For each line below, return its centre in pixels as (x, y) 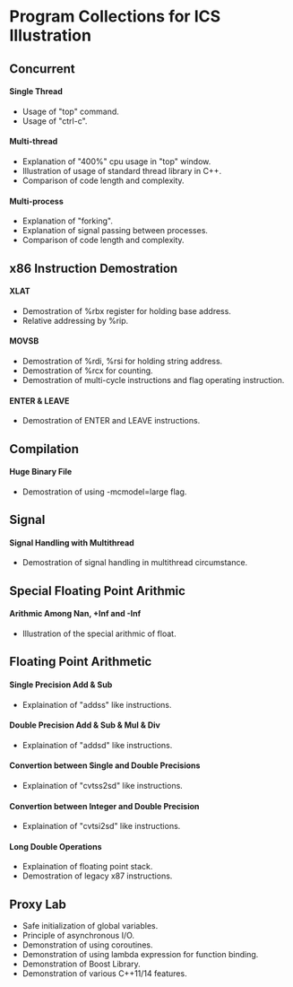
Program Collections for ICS (115, 17)
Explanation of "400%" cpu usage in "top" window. (116, 161)
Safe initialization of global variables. (90, 926)
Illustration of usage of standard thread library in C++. (122, 170)
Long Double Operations (56, 846)
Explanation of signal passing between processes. (115, 231)
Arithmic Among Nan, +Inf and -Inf (75, 614)
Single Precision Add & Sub (61, 685)
